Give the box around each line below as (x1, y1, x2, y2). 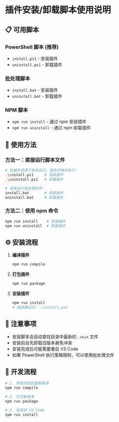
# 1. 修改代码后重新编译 (5, 381, 49, 386)
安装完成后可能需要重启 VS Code (12, 346, 79, 352)
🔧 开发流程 (5, 368, 37, 376)
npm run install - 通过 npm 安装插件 (12, 118, 87, 125)
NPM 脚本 (5, 107, 28, 114)
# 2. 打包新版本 (5, 395, 35, 399)
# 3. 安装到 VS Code (5, 407, 45, 413)
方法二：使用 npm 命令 (5, 208, 59, 214)
